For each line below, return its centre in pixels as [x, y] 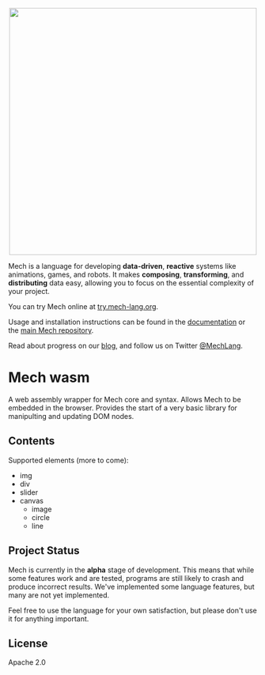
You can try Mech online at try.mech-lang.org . [83, 307]
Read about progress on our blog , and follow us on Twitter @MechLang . [126, 345]
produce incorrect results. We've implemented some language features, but [131, 586]
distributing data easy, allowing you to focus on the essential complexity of [131, 283]
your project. [29, 291]
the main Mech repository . [51, 330]
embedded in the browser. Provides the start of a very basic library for [123, 408]
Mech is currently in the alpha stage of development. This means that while [131, 570]
